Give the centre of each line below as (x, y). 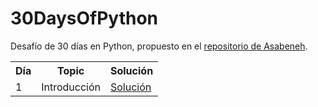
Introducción (71, 87)
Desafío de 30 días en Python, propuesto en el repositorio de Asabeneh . (159, 46)
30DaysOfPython (84, 18)
